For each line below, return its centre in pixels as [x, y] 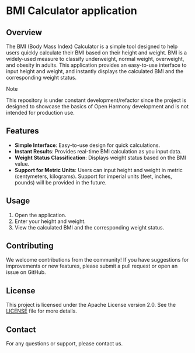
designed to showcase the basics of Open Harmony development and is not [97, 106]
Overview [24, 32]
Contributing [30, 246]
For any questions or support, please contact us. [65, 344]
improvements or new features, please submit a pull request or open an [92, 266]
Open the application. [40, 215]
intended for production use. [40, 113]
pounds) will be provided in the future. [60, 182]
